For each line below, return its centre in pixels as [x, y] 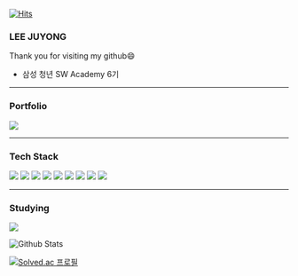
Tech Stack [34, 156]
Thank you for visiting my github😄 [72, 56]
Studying [30, 208]
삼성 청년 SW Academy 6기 [71, 75]
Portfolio [28, 106]
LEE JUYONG [38, 36]
